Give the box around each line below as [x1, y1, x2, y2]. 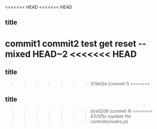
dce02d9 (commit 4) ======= [90, 108, 153, 114]
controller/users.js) [90, 119, 129, 125]
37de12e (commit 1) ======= [90, 81, 151, 87]
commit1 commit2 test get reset [5, 38, 136, 49]
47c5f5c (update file [90, 113, 131, 119]
